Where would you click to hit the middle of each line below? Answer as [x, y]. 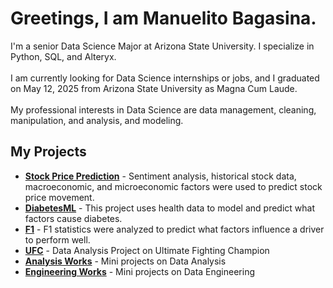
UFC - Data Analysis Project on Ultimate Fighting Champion [147, 250]
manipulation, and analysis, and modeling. [97, 120]
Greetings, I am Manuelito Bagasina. [163, 18]
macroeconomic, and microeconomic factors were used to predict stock [173, 186]
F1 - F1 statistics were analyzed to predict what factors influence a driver [174, 229]
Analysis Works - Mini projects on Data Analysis [125, 261]
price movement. [59, 197]
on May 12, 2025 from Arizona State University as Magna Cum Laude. [154, 88]
